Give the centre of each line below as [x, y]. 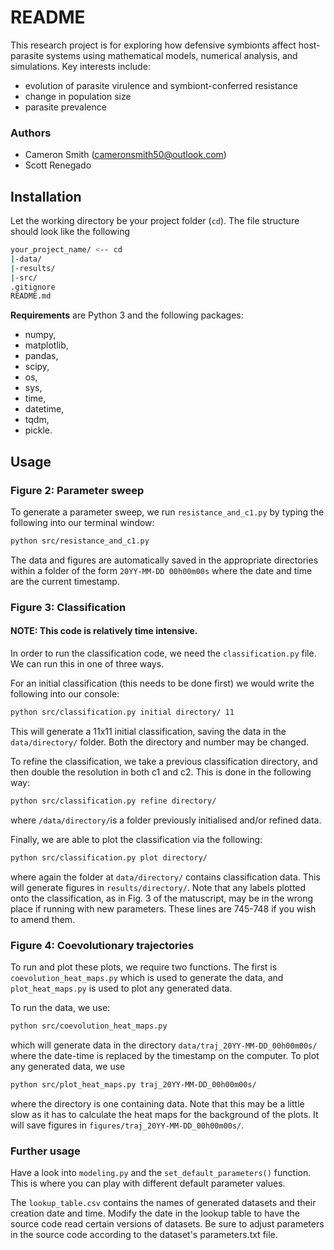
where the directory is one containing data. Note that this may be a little [157, 1103]
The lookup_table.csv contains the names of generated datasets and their [163, 1202]
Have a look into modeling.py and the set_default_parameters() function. [161, 1172]
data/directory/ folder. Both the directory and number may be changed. [160, 742]
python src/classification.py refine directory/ [113, 801]
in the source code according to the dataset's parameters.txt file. [144, 1234]
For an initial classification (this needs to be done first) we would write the [162, 683]
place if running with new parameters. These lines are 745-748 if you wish [163, 908]
